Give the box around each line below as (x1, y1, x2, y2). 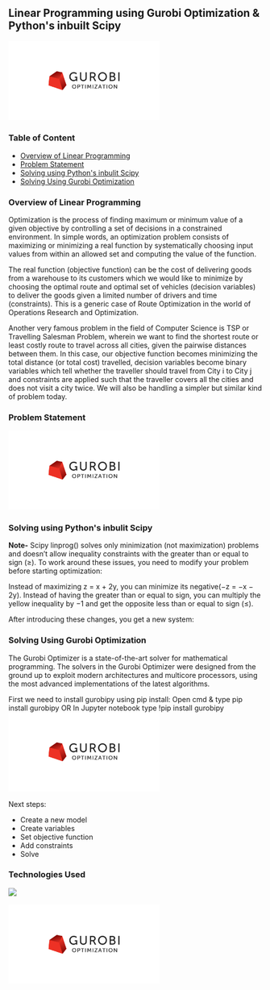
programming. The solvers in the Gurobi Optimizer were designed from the (8, 661, 256, 672)
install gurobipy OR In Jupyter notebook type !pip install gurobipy (8, 703, 224, 713)
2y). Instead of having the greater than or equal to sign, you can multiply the (8, 590, 261, 600)
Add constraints (19, 840, 73, 850)
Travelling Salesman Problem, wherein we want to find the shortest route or (8, 332, 259, 342)
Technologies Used (8, 869, 86, 880)
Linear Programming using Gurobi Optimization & (8, 6, 260, 20)
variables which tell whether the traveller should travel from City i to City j (8, 366, 252, 376)
